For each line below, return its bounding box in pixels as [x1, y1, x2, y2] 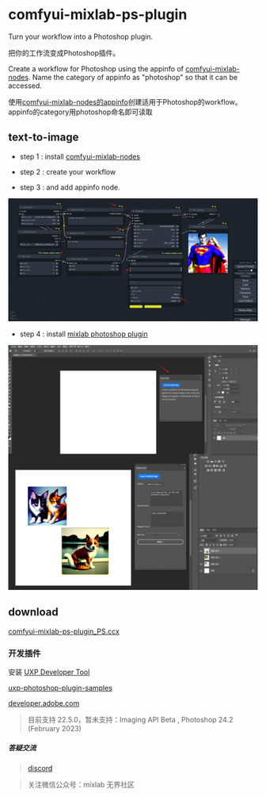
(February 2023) [27, 724, 82, 734]
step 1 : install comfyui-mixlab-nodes [19, 151, 141, 161]
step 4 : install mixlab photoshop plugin [19, 329, 148, 339]
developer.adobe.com [8, 699, 80, 708]
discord [27, 764, 53, 773]
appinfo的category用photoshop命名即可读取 [8, 107, 153, 117]
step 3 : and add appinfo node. [19, 182, 120, 192]
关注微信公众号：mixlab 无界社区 [27, 780, 135, 790]
